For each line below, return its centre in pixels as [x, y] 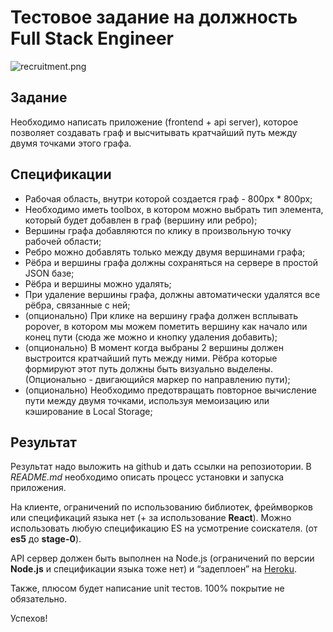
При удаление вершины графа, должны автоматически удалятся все [172, 294]
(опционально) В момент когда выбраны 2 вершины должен [154, 347]
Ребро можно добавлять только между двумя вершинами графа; [165, 252]
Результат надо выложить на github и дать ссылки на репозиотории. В [161, 467]
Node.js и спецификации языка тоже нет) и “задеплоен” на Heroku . [154, 569]
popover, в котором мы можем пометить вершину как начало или [166, 326]
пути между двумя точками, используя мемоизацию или [147, 400]
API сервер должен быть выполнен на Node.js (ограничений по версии [162, 558]
